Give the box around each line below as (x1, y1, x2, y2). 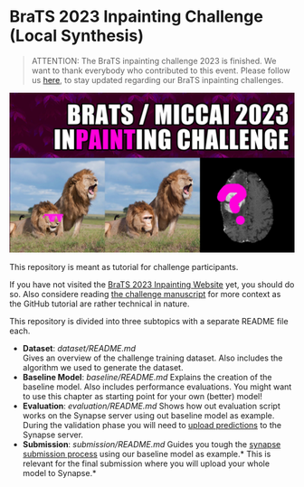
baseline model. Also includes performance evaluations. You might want (22, 381, 292, 392)
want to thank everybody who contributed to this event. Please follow (31, 65, 291, 76)
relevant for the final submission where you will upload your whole (22, 458, 270, 469)
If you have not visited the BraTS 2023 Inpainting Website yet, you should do (9, 279, 295, 290)
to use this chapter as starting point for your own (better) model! (22, 391, 262, 402)
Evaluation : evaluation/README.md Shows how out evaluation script (22, 400, 280, 412)
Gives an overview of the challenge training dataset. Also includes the (22, 352, 283, 363)
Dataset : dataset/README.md (22, 343, 137, 354)
